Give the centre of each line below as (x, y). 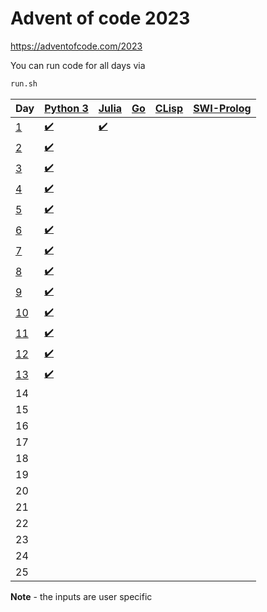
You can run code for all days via (78, 65)
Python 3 (66, 108)
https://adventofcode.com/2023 (76, 46)
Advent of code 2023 (100, 18)
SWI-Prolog (222, 108)
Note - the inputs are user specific (81, 596)
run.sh (24, 83)
